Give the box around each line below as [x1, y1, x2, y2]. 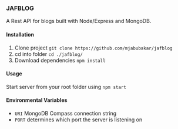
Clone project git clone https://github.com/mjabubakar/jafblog [14, 44, 173, 51]
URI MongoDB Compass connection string [14, 110, 117, 117]
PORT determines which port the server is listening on [14, 116, 143, 123]
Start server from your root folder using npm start [6, 83, 126, 90]
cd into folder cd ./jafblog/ [14, 50, 83, 57]
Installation [6, 31, 34, 38]
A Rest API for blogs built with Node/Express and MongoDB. [6, 18, 152, 25]
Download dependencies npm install [14, 57, 106, 64]
